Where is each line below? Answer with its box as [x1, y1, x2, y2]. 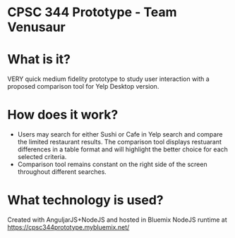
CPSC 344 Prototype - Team [7, 4, 177, 20]
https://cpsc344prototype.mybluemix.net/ [7, 223, 130, 231]
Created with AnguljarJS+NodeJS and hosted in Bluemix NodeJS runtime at [7, 215, 227, 224]
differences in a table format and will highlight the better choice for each [17, 145, 228, 154]
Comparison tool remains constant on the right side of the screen [17, 160, 207, 169]
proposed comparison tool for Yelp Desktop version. [7, 82, 159, 91]
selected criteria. [17, 153, 67, 161]
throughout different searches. [17, 168, 107, 176]
